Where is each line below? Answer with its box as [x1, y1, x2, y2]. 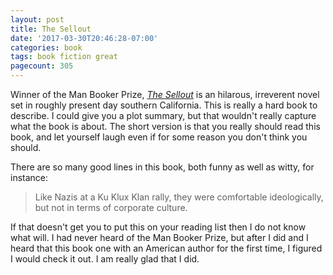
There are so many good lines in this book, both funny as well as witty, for [10, 161, 315, 173]
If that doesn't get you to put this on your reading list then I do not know [10, 221, 307, 233]
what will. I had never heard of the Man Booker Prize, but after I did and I [10, 232, 309, 243]
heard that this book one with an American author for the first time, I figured [10, 242, 323, 254]
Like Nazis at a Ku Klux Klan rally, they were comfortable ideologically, [34, 191, 324, 203]
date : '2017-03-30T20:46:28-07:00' [10, 33, 159, 43]
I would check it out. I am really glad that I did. [10, 253, 200, 265]
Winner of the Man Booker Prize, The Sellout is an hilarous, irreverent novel [10, 89, 320, 100]
